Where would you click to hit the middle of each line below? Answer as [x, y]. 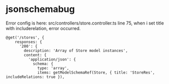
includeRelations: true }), [35, 77]
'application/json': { [52, 59]
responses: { [29, 42]
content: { [35, 55]
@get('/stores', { [25, 37]
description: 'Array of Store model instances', [76, 50]
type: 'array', [53, 68]
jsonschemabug [40, 9]
